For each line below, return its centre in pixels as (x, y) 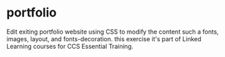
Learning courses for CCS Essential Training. (70, 46)
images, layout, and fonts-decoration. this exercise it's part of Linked (104, 38)
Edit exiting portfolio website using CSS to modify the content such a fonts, (113, 32)
